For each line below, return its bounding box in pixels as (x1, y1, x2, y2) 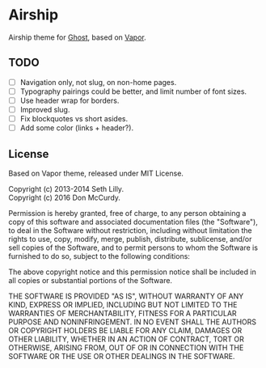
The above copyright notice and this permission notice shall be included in (8, 267, 256, 277)
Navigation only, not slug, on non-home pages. (19, 77, 177, 87)
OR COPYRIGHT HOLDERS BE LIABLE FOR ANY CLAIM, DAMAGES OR (8, 325, 243, 335)
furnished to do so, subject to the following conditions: (8, 251, 190, 260)
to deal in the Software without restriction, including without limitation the (8, 225, 252, 235)
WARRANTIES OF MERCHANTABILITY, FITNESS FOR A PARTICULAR (8, 308, 237, 318)
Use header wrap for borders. (19, 95, 120, 105)
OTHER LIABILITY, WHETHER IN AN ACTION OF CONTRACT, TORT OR (8, 334, 244, 344)
